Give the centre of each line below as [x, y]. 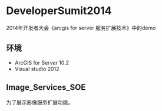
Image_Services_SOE [46, 87]
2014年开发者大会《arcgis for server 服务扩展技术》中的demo [81, 28]
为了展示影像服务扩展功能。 [40, 102]
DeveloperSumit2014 [59, 11]
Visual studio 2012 [37, 69]
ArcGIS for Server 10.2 [42, 62]
